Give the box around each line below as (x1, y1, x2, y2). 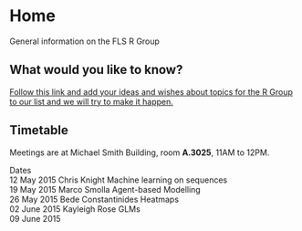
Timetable (9, 122, 68, 138)
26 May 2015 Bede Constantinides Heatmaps (9, 194, 180, 205)
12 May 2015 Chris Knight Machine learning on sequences (9, 174, 228, 185)
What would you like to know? (9, 62, 183, 78)
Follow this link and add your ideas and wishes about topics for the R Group (9, 86, 294, 97)
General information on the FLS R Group (9, 36, 160, 47)
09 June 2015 (9, 213, 61, 224)
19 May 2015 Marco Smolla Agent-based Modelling (9, 184, 201, 194)
